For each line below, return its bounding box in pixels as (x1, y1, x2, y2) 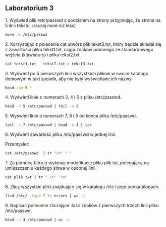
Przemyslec (5, 141, 29, 147)
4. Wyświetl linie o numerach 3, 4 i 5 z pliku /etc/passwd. (5, 94, 122, 100)
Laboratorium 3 (5, 4, 54, 12)
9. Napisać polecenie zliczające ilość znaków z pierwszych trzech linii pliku (5, 202, 159, 208)
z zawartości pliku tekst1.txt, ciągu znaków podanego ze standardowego (5, 46, 154, 52)
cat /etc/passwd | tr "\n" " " (5, 151, 72, 156)
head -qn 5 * (5, 85, 32, 90)
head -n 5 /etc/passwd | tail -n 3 (5, 104, 79, 109)
